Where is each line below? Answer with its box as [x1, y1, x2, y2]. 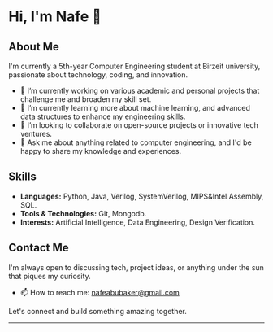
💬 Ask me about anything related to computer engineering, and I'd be [19, 138, 252, 147]
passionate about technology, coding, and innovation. [8, 70, 188, 80]
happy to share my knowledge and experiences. [19, 146, 181, 155]
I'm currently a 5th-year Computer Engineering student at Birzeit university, [8, 61, 261, 71]
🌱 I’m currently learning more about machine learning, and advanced [19, 103, 250, 112]
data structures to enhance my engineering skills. [19, 111, 186, 121]
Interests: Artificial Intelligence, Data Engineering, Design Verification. [19, 217, 256, 227]
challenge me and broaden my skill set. [19, 94, 152, 104]
